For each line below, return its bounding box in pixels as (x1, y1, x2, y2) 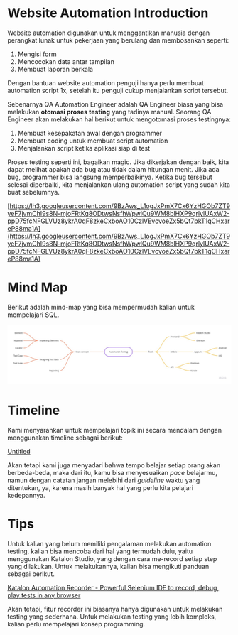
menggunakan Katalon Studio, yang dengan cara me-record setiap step (7, 554, 217, 563)
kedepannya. (7, 491, 45, 499)
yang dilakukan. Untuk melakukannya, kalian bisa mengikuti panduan (7, 562, 210, 570)
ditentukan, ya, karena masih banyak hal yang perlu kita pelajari (7, 483, 194, 492)
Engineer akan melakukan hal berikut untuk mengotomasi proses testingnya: (7, 115, 231, 124)
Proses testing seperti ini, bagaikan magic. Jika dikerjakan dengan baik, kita (7, 158, 229, 166)
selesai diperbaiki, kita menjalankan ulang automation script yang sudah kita (7, 180, 231, 189)
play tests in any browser (7, 591, 81, 599)
